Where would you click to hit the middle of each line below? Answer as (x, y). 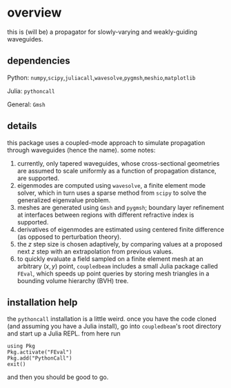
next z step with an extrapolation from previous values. (95, 251)
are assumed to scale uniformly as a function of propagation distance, (117, 171)
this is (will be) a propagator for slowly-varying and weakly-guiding (102, 32)
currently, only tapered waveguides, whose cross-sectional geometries (118, 163)
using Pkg (21, 347)
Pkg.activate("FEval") (40, 352)
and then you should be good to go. (58, 377)
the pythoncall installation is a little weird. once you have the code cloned (112, 319)
